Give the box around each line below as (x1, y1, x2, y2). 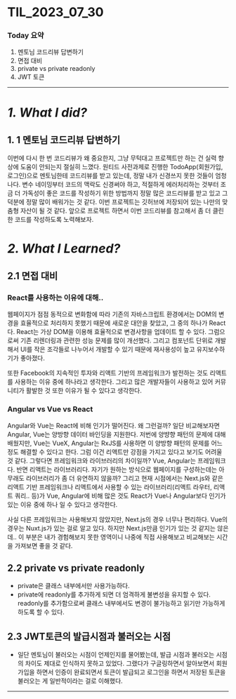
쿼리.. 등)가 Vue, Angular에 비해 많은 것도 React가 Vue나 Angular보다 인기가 (14, 491, 226, 500)
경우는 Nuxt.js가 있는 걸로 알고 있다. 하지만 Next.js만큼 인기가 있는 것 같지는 (7, 524, 216, 532)
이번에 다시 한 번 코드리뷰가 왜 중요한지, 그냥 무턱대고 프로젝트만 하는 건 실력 (7, 154, 217, 162)
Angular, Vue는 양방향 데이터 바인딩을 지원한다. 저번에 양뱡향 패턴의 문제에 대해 (7, 430, 226, 439)
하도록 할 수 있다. (17, 608, 65, 616)
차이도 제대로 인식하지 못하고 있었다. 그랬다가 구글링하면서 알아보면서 (25, 659, 215, 667)
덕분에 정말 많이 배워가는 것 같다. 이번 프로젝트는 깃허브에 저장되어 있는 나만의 (7, 198, 221, 206)
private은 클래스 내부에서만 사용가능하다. (17, 582, 130, 590)
